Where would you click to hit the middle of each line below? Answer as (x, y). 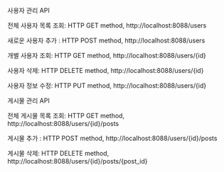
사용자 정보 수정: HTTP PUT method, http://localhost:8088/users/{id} (107, 86)
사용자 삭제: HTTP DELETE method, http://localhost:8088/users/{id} (106, 70)
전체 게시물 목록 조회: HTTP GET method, (66, 116)
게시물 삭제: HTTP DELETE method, (58, 153)
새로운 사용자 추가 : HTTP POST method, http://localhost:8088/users (106, 40)
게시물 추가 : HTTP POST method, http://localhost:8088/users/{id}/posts (112, 138)
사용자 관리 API (28, 10)
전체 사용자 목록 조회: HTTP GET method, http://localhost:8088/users (107, 25)
